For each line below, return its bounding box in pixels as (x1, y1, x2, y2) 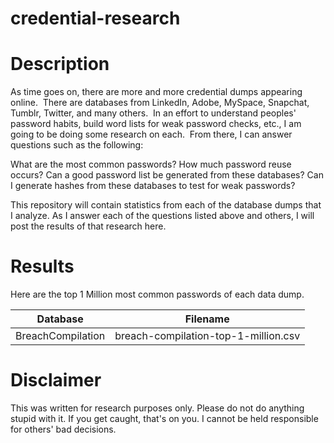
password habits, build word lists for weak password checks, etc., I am (10, 118, 302, 130)
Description (10, 53, 110, 76)
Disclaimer (10, 369, 102, 392)
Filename (184, 312, 230, 326)
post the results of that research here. (10, 220, 167, 232)
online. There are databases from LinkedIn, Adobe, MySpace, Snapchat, (10, 97, 310, 109)
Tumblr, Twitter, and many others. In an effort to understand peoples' (10, 107, 297, 119)
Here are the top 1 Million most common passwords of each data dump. (10, 288, 305, 301)
